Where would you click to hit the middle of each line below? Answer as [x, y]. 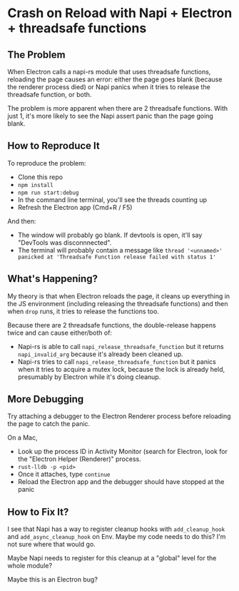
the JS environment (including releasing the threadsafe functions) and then [118, 303]
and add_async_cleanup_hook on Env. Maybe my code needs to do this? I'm [117, 537]
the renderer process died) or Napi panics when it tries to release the [109, 87]
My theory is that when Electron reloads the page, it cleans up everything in [119, 296]
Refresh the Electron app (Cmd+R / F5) [75, 207]
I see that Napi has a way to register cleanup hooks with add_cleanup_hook [116, 529]
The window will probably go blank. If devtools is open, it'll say [110, 235]
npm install [35, 185]
